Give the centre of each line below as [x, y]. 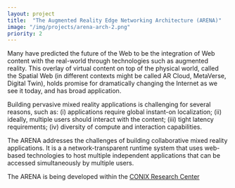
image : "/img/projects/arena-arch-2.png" [69, 27]
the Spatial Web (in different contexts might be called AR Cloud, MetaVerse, [117, 76]
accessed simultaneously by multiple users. [71, 163]
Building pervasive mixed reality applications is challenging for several [109, 105]
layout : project [31, 14]
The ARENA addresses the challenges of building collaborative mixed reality [118, 141]
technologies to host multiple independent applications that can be [123, 156]
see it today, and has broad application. [64, 91]
